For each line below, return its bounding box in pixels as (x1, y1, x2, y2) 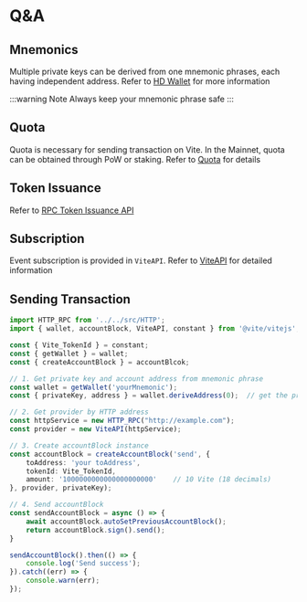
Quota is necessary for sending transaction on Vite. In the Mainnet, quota (9, 143, 285, 155)
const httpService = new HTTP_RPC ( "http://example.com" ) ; (9, 417, 235, 426)
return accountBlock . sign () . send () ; (26, 525, 166, 534)
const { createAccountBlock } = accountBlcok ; (9, 357, 190, 366)
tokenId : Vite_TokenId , (26, 467, 117, 476)
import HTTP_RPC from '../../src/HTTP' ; (9, 316, 166, 325)
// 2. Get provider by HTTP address (9, 407, 149, 417)
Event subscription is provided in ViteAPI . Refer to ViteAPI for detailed (9, 255, 272, 266)
